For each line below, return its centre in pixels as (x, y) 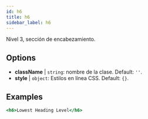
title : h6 (18, 17)
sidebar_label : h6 (28, 22)
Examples (24, 97)
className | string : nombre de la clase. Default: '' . (78, 72)
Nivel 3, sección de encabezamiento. (51, 39)
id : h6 (14, 11)
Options (21, 57)
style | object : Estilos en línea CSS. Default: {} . (72, 78)
